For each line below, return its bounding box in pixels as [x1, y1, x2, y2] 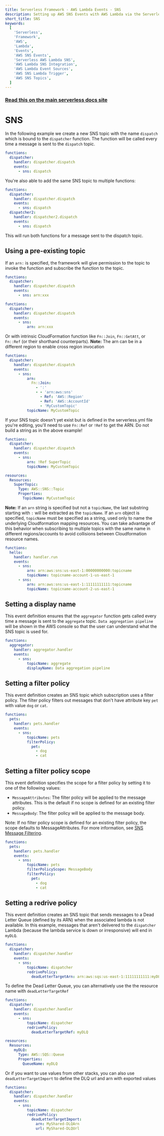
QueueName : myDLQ [22, 1061, 58, 1066]
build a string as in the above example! [5, 427, 83, 433]
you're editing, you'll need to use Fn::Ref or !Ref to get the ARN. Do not [5, 422, 149, 428]
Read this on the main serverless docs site [5, 96, 108, 103]
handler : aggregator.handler [14, 647, 73, 653]
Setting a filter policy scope [5, 766, 91, 775]
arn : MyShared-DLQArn [36, 1121, 80, 1126]
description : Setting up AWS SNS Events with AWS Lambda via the [5, 12, 141, 17]
